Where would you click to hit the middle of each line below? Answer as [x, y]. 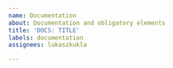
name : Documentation [43, 15]
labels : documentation [46, 38]
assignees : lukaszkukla [48, 45]
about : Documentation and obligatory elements [87, 23]
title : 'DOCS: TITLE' [44, 30]
